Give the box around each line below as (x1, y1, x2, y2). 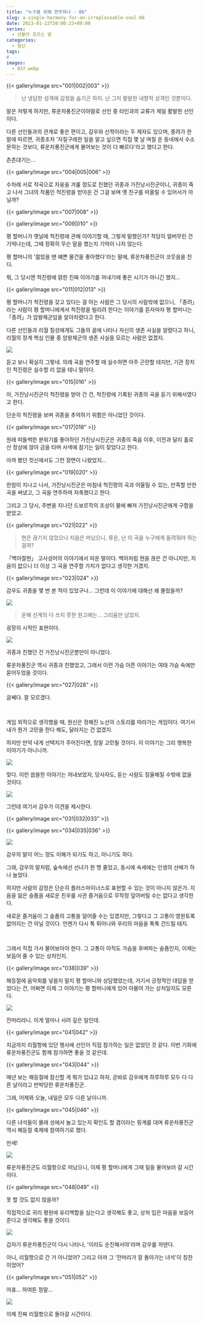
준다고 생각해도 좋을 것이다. (6, 1217, 72, 1224)
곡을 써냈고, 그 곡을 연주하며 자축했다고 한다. (6, 489, 111, 496)
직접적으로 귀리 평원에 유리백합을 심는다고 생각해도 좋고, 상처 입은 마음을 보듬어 (6, 1209, 194, 1217)
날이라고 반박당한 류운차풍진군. (12, 1081, 86, 1089)
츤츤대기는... (6, 156, 36, 164)
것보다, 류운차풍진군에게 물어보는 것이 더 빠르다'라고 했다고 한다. (22, 144, 175, 151)
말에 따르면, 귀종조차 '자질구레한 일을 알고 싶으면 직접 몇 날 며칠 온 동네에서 (6, 136, 184, 143)
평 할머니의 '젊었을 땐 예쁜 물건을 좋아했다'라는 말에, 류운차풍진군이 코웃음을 (6, 253, 186, 260)
